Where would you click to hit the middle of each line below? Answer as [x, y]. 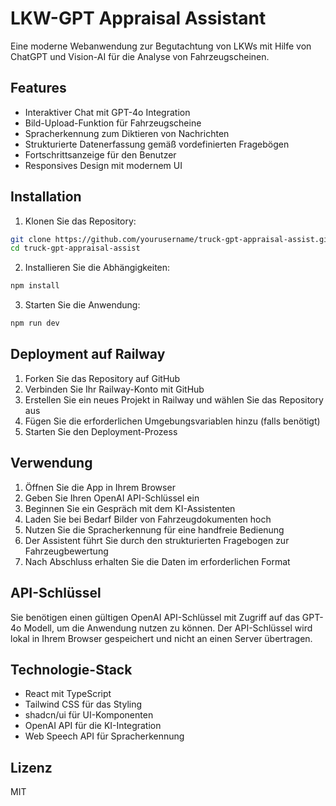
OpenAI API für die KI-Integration [93, 726]
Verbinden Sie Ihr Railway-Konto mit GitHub [114, 389]
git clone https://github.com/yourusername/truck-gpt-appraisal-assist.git [171, 239]
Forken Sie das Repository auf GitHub [102, 378]
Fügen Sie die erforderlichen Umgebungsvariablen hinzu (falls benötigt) [172, 421]
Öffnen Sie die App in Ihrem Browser [100, 487]
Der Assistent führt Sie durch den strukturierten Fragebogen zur [157, 540]
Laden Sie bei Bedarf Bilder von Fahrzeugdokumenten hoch [148, 519]
